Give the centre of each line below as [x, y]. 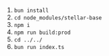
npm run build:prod [42, 32]
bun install [31, 10]
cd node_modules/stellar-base [58, 18]
